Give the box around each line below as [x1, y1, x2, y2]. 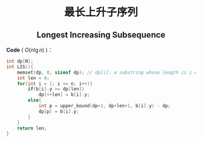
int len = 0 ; [17, 75, 50, 81]
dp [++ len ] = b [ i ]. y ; [38, 92, 90, 98]
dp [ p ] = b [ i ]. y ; [38, 108, 79, 114]
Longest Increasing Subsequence [36, 29, 166, 40]
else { [28, 97, 42, 104]
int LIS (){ [6, 64, 34, 70]
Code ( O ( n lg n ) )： [6, 46, 53, 53]
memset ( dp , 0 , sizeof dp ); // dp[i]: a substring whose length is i [17, 70, 192, 75]
